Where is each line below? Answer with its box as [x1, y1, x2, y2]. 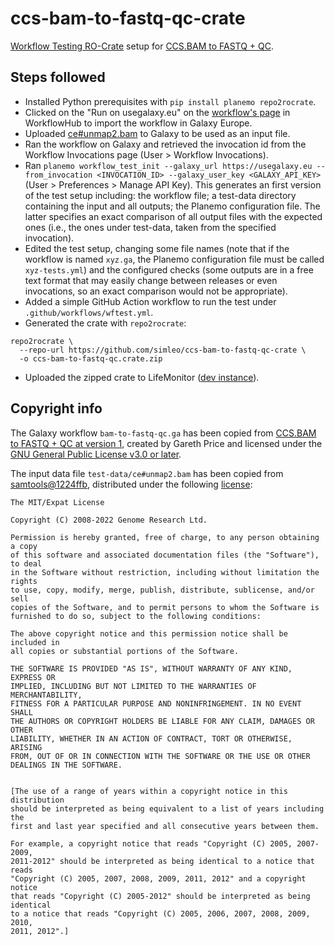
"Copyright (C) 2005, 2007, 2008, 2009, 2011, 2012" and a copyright [10, 873, 307, 884]
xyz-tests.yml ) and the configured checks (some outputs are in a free [24, 263, 314, 276]
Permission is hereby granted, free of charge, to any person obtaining [10, 532, 320, 542]
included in [10, 637, 60, 647]
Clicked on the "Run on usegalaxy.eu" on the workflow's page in [24, 106, 291, 118]
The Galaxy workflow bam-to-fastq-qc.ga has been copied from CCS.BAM [10, 427, 317, 439]
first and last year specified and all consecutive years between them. [10, 821, 320, 831]
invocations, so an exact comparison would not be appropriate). [24, 285, 288, 297]
